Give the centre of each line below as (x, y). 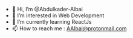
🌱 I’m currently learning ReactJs (52, 22)
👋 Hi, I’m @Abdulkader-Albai (47, 9)
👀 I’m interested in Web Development (58, 15)
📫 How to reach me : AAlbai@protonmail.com (69, 28)
